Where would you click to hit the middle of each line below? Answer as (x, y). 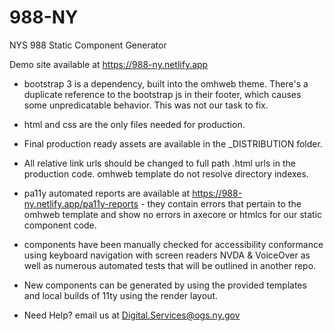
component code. (60, 225)
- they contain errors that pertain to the (221, 203)
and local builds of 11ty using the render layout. (120, 295)
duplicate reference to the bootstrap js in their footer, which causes (162, 94)
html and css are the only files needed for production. (134, 124)
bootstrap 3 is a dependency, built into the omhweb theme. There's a (166, 83)
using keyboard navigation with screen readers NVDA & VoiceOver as (167, 255)
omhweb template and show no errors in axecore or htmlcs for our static (173, 214)
